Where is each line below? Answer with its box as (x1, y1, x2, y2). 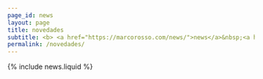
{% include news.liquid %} (7, 62, 93, 71)
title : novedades (7, 26, 64, 34)
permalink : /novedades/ (7, 41, 86, 48)
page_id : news (7, 11, 54, 20)
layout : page (7, 19, 50, 27)
